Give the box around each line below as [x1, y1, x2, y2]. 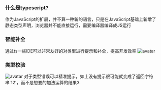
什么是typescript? [5, 4, 49, 11]
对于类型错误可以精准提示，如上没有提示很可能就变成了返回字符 [24, 73, 154, 79]
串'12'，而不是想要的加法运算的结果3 [5, 79, 80, 85]
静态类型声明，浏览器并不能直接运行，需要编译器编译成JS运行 [5, 22, 131, 28]
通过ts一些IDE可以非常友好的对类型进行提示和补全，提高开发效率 [5, 48, 137, 54]
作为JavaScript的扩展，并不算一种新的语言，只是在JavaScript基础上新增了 [5, 16, 157, 22]
